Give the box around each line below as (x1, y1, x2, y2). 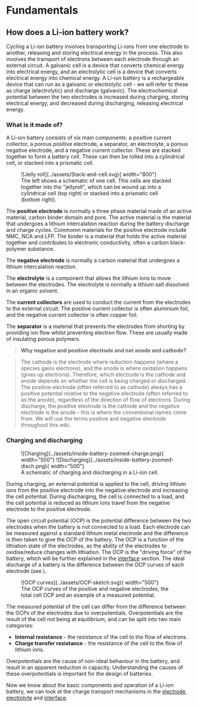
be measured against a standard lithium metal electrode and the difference (6, 529, 189, 537)
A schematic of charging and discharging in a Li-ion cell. (21, 469, 159, 476)
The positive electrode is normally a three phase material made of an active (6, 208, 192, 215)
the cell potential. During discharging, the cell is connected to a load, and (6, 493, 185, 500)
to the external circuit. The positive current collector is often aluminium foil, (6, 305, 190, 312)
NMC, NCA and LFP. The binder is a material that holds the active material (6, 233, 187, 240)
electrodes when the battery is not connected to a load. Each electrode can (6, 523, 191, 530)
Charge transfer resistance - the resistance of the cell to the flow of (14, 639, 183, 647)
